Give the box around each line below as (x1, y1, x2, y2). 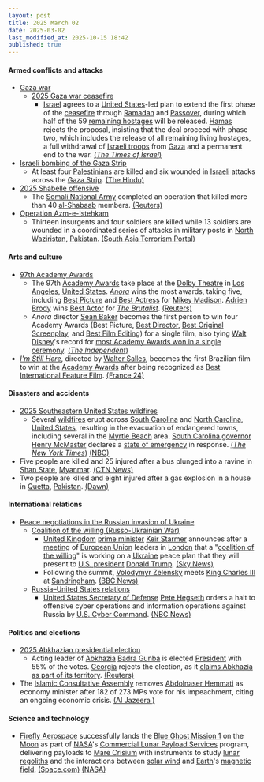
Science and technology (8, 713, 90, 723)
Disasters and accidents (8, 389, 90, 398)
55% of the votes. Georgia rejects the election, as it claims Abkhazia (31, 662, 254, 671)
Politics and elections (8, 627, 80, 637)
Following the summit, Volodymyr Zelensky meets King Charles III (43, 567, 256, 577)
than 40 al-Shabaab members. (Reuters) (31, 201, 163, 210)
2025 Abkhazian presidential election (19, 645, 141, 655)
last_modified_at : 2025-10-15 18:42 (8, 33, 128, 42)
